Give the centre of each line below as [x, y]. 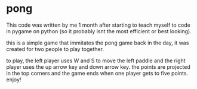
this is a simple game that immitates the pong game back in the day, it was [98, 43]
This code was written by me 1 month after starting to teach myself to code [98, 25]
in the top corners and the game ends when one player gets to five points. [97, 73]
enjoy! [14, 80]
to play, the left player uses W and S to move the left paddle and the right [96, 61]
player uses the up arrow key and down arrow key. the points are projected [98, 66]
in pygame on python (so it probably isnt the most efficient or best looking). [99, 31]
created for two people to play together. [55, 49]
